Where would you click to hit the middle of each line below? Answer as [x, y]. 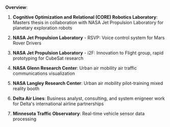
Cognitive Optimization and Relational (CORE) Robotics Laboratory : [85, 17]
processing [24, 119]
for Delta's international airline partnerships [58, 104]
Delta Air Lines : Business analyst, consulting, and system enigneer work [89, 98]
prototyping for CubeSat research [48, 58]
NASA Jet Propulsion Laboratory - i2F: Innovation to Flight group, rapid [88, 53]
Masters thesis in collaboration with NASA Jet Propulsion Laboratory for [88, 23]
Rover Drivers [27, 43]
